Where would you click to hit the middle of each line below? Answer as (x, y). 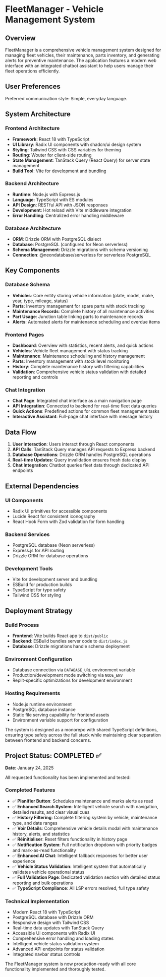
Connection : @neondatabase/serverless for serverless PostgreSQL (82, 255)
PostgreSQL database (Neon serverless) (54, 545)
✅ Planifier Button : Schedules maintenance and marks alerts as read (83, 801)
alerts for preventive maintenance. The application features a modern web (81, 60)
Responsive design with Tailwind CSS (51, 923)
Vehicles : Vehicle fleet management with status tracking (70, 351)
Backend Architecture (32, 184)
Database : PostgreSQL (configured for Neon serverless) (70, 245)
